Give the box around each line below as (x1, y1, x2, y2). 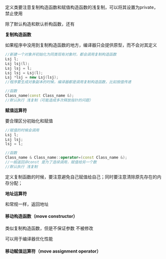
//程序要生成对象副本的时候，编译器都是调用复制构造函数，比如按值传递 (5, 80, 131, 85)
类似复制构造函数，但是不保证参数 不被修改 (5, 225, 93, 231)
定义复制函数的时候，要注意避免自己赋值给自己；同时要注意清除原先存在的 (5, 174, 157, 180)
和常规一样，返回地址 (5, 201, 49, 207)
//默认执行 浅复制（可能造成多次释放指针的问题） (5, 98, 93, 103)
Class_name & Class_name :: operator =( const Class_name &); (5, 155, 127, 160)
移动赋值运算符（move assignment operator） (5, 248, 102, 254)
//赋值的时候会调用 (5, 128, 40, 133)
